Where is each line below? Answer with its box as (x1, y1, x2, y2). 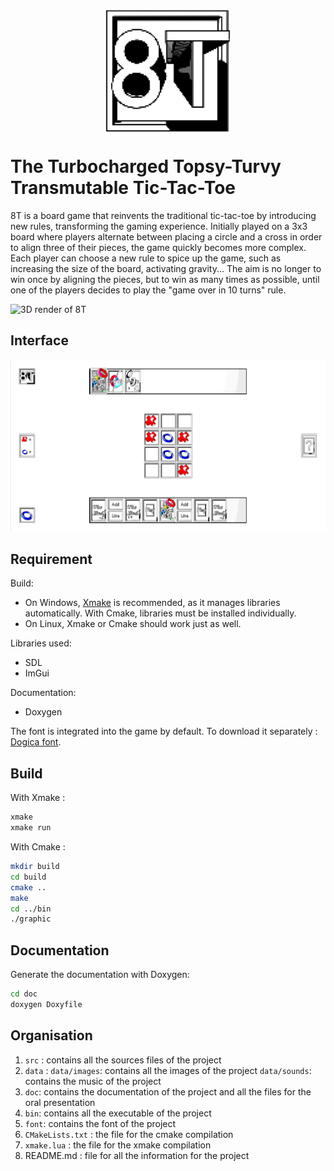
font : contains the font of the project (24, 1117, 177, 1129)
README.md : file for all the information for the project (24, 1149, 250, 1161)
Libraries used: (10, 637, 72, 649)
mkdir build (10, 862, 60, 872)
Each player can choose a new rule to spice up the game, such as (10, 252, 282, 264)
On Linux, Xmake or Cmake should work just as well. (24, 618, 242, 630)
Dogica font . (10, 736, 62, 748)
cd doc (10, 989, 38, 999)
